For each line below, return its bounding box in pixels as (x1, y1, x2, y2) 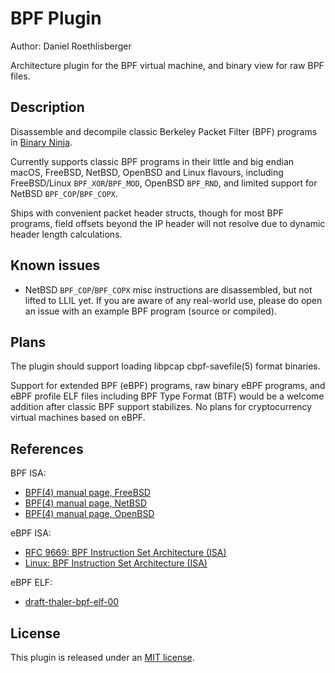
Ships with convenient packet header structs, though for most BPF (10, 207, 284, 219)
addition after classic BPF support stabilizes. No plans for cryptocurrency (10, 401, 313, 413)
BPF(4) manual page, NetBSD (24, 497, 148, 509)
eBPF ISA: (10, 527, 52, 539)
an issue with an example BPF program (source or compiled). (24, 305, 277, 317)
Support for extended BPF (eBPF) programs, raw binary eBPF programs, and (10, 380, 326, 392)
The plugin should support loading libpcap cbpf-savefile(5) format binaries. (10, 360, 321, 372)
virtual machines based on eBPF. (10, 412, 146, 424)
